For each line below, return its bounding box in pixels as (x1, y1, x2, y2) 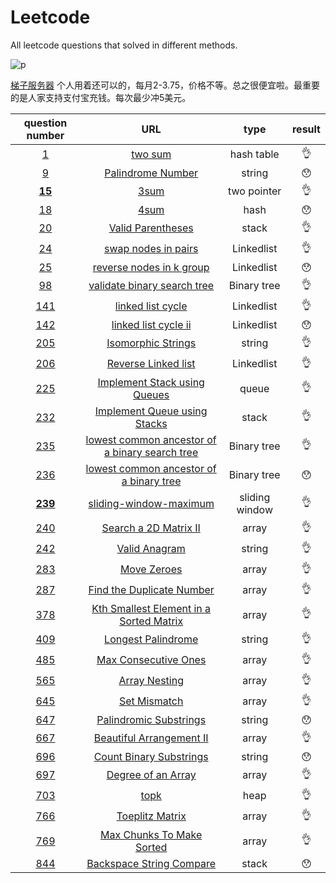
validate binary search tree (88, 279, 215, 293)
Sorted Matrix (119, 614, 184, 628)
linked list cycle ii (111, 317, 192, 331)
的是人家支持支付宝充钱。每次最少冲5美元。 (10, 91, 192, 103)
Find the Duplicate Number (88, 583, 215, 597)
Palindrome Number (104, 166, 199, 180)
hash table (229, 147, 280, 161)
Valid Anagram (116, 542, 186, 556)
